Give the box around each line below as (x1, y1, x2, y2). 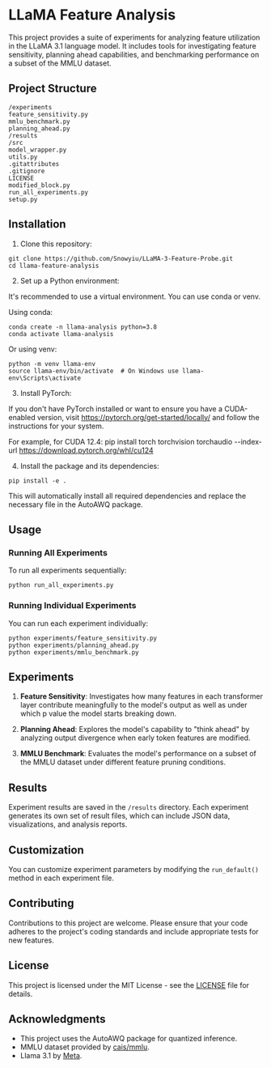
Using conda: (8, 307, 53, 317)
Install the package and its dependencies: (19, 461, 159, 470)
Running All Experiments (8, 547, 108, 558)
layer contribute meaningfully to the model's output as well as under (19, 700, 248, 710)
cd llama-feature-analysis (8, 262, 100, 270)
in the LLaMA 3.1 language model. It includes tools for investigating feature (8, 40, 256, 50)
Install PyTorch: (19, 388, 72, 398)
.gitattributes (8, 160, 60, 168)
